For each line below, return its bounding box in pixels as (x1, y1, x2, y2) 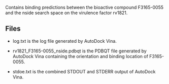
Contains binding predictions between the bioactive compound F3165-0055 (5, 5, 164, 10)
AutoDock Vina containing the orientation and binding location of (12, 53, 149, 59)
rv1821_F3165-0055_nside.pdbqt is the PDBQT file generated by (12, 48, 147, 54)
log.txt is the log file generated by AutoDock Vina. (12, 38, 117, 44)
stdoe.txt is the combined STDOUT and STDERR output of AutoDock (12, 68, 156, 74)
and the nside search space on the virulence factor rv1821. (5, 10, 128, 16)
